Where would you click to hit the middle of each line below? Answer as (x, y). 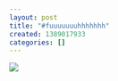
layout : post (34, 17)
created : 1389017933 (48, 34)
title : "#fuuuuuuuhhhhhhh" (59, 26)
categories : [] (38, 42)
